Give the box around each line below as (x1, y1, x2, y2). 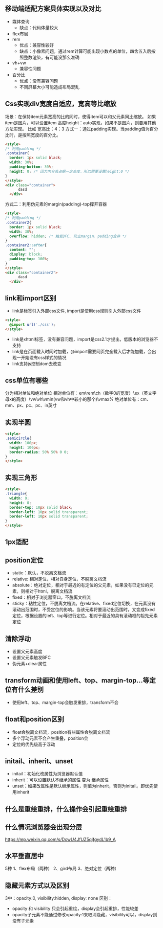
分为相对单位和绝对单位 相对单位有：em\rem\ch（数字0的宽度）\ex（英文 (5, 390, 153, 396)
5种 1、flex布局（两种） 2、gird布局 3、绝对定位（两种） (5, 865, 119, 872)
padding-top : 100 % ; (9, 256, 49, 261)
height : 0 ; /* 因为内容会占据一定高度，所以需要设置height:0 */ (9, 169, 130, 174)
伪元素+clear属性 (12, 661, 47, 667)
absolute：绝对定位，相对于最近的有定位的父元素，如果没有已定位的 (12, 582, 150, 588)
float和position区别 (5, 715, 64, 724)
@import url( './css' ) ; (9, 322, 56, 327)
